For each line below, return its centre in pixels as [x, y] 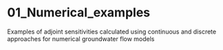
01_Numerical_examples [78, 13]
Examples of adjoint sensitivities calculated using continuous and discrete [112, 32]
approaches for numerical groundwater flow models [81, 38]
